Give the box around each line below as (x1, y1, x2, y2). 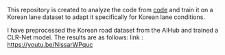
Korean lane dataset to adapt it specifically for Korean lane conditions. (7, 13, 206, 21)
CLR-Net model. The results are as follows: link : (7, 33, 144, 41)
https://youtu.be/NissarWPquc (7, 41, 93, 48)
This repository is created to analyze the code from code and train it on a (7, 6, 214, 14)
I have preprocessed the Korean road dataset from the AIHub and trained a (7, 26, 219, 34)
